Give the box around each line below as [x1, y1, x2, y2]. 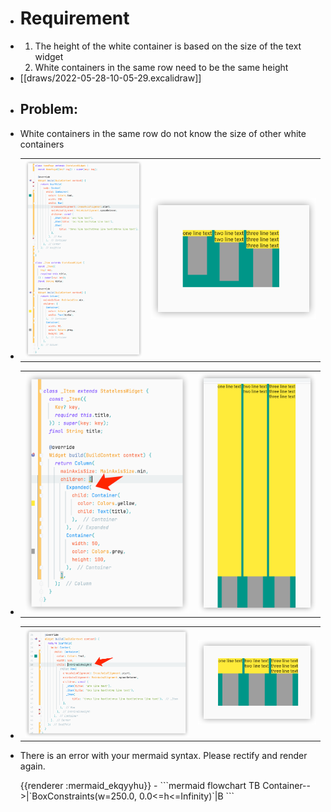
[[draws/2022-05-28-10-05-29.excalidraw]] [19, 72, 202, 84]
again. [19, 760, 46, 772]
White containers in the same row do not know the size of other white [19, 127, 307, 139]
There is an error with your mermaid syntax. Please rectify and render [19, 750, 308, 762]
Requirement [19, 7, 130, 30]
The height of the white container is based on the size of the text [34, 40, 302, 52]
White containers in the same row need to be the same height [34, 61, 289, 73]
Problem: [19, 101, 78, 118]
